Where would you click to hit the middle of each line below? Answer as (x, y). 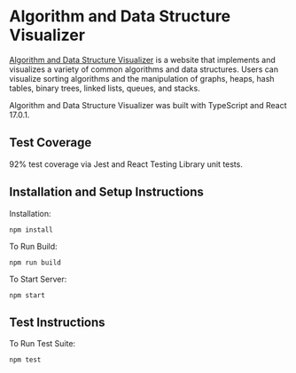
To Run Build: (33, 246)
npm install (31, 230)
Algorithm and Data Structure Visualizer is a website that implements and (143, 60)
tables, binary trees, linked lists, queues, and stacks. (105, 88)
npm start (27, 295)
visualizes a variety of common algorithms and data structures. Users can (144, 69)
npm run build (35, 262)
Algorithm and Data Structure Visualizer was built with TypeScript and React (148, 105)
